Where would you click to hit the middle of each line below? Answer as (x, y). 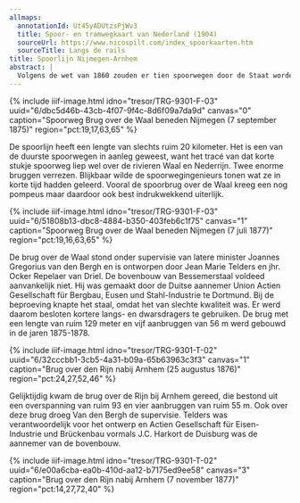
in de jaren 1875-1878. (50, 333)
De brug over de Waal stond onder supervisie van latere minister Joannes (145, 257)
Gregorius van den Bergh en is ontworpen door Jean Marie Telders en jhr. (145, 266)
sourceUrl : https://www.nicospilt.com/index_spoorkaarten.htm (135, 42)
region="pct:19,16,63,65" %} (61, 239)
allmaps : (25, 17)
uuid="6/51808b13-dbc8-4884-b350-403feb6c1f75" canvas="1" (129, 220)
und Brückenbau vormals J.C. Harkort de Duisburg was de (150, 433)
